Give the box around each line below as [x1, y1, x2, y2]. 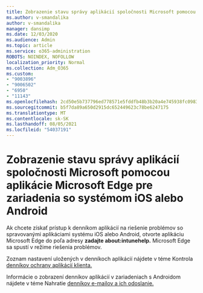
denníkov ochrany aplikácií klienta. [6, 261, 92, 269]
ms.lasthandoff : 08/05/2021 [6, 121, 77, 127]
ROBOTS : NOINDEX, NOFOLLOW [6, 54, 74, 60]
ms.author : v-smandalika [6, 14, 69, 21]
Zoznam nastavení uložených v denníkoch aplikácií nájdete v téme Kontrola [6, 255, 193, 262]
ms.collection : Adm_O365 [6, 65, 69, 71]
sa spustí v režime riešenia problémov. [6, 243, 102, 251]
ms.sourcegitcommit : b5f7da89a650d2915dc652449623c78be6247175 [6, 104, 169, 111]
